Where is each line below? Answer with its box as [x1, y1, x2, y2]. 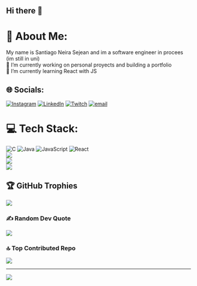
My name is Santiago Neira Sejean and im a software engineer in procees [6, 49, 184, 56]
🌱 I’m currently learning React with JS [6, 68, 97, 75]
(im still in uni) [6, 55, 40, 62]
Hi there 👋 [6, 6, 43, 16]
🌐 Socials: [6, 85, 45, 95]
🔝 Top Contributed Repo [6, 244, 76, 252]
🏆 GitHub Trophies [6, 181, 78, 191]
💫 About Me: [6, 29, 68, 43]
